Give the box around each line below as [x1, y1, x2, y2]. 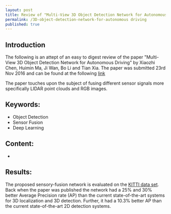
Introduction [5, 40, 46, 49]
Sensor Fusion [12, 119, 43, 125]
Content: [5, 140, 34, 148]
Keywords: [5, 100, 41, 109]
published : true [5, 21, 40, 27]
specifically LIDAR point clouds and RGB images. [5, 86, 108, 92]
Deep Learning [12, 124, 44, 130]
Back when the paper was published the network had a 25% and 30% [5, 186, 153, 193]
